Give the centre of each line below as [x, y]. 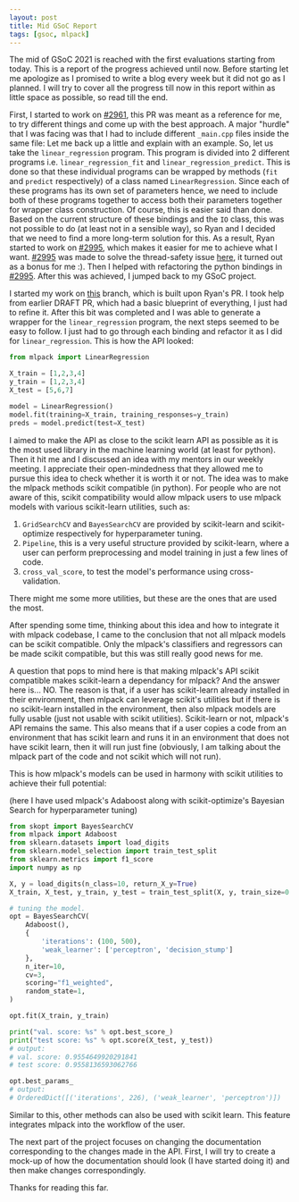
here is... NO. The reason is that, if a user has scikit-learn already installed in [149, 690]
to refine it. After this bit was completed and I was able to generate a [135, 313]
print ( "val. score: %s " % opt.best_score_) [91, 1032]
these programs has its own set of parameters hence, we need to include [144, 191]
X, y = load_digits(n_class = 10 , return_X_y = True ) [104, 884]
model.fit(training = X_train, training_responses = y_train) [119, 415]
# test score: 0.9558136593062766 [74, 1065]
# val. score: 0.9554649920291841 [74, 1057]
